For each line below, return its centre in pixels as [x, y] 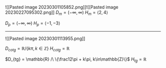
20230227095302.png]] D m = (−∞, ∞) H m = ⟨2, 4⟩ [57, 13]
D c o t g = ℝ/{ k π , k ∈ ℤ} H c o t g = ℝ [38, 49]
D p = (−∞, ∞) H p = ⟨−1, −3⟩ [33, 23]
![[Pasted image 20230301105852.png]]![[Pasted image [62, 7]
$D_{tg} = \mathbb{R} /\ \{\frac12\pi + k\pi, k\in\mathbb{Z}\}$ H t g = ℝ [76, 60]
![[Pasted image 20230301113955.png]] [45, 38]
